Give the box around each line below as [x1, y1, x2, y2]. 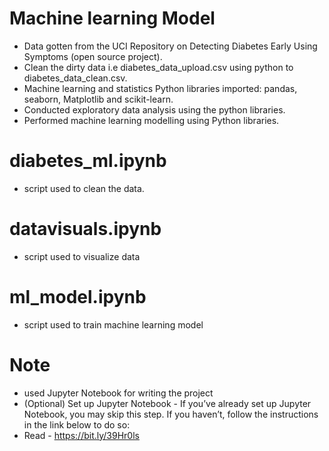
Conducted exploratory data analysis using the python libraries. [23, 103, 286, 116]
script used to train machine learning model [23, 318, 204, 331]
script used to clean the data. [23, 182, 145, 194]
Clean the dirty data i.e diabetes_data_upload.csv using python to [23, 61, 294, 73]
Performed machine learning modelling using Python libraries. [23, 114, 280, 126]
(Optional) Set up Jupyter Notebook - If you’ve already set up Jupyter [23, 397, 312, 409]
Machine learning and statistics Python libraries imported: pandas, [23, 82, 298, 94]
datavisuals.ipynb [9, 218, 162, 241]
